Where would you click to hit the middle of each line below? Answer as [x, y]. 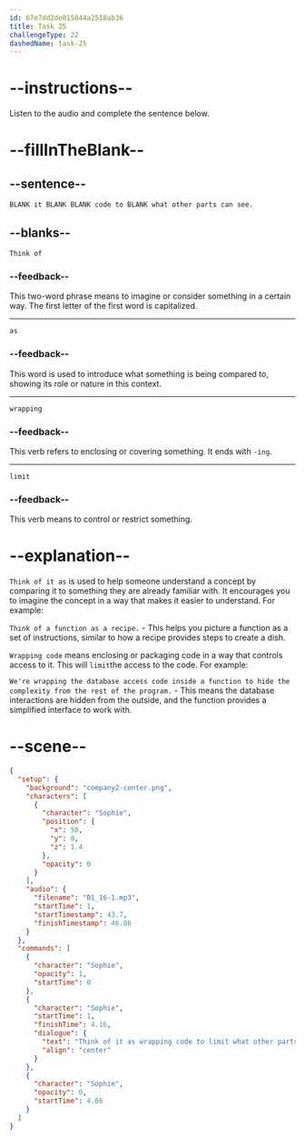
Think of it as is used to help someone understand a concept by [133, 581]
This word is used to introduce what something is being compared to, [139, 373]
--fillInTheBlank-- [77, 150]
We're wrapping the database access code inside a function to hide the [150, 682]
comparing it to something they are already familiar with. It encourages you [150, 591]
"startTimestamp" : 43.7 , [80, 915]
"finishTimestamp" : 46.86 [82, 923]
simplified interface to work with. [71, 710]
